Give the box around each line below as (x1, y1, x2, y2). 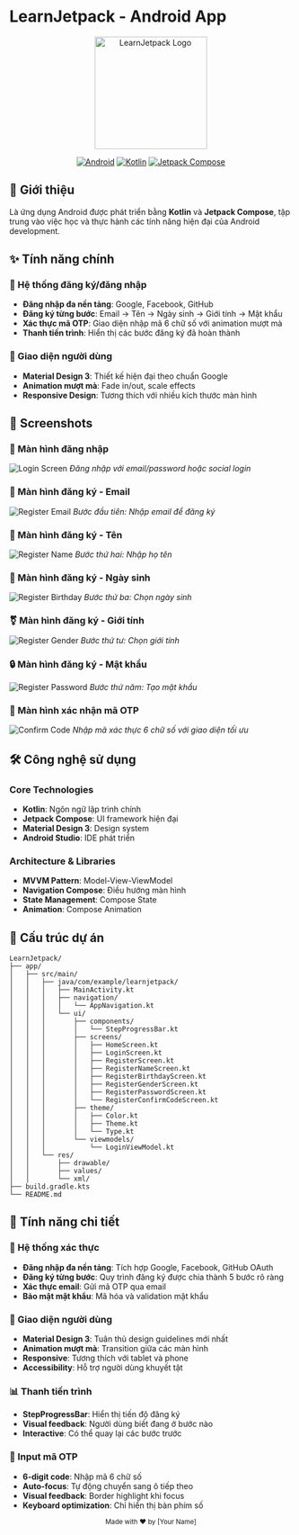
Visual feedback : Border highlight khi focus (22, 1490, 185, 1501)
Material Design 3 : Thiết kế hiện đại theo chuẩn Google (22, 371, 229, 382)
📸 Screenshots (9, 416, 93, 431)
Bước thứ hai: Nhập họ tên (75, 549, 172, 560)
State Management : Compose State (22, 894, 157, 905)
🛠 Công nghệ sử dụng (9, 751, 136, 767)
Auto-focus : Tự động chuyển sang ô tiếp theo (22, 1480, 194, 1491)
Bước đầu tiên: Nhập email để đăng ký (73, 506, 215, 516)
